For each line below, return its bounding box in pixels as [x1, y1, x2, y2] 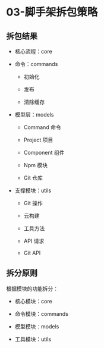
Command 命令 [23, 124, 61, 131]
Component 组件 [23, 149, 65, 156]
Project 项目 [23, 136, 53, 143]
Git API [23, 249, 41, 256]
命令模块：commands [14, 310, 68, 317]
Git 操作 [23, 200, 43, 206]
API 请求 [23, 237, 45, 244]
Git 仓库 [23, 174, 43, 181]
